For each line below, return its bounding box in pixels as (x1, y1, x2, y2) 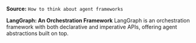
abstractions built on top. (6, 30, 69, 37)
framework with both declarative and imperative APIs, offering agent (6, 24, 177, 30)
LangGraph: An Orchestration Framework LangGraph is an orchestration (6, 17, 190, 24)
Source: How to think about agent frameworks (6, 5, 123, 12)
